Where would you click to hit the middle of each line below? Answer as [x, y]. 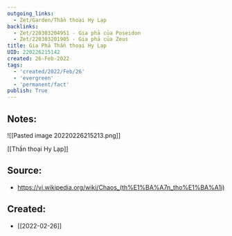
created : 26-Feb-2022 [38, 59]
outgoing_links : [30, 13]
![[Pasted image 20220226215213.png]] [64, 135]
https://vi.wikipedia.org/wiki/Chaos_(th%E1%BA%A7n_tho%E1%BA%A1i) [121, 187]
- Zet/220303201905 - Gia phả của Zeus [71, 39]
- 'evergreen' [34, 78]
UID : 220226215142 [34, 53]
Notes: [22, 119]
